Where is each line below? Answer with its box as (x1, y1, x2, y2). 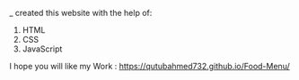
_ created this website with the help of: (9, 8, 153, 18)
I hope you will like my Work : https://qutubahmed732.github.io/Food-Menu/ (9, 61, 290, 71)
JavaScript (22, 44, 63, 54)
